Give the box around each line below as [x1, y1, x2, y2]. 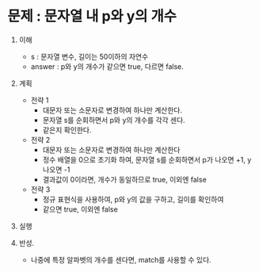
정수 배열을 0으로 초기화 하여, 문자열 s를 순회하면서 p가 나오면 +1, [42, 155, 246, 164]
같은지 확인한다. [42, 125, 92, 135]
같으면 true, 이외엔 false [42, 204, 118, 214]
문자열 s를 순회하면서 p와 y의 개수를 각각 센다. [42, 115, 185, 125]
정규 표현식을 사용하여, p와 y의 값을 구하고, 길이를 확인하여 [42, 194, 224, 204]
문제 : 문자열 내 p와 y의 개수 [7, 7, 177, 25]
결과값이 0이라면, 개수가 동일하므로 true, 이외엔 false [42, 174, 207, 184]
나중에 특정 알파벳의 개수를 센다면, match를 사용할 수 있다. [30, 255, 211, 264]
